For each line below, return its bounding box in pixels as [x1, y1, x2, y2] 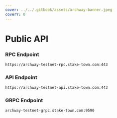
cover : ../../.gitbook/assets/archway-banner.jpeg [5, 7, 113, 12]
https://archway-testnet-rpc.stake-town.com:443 [5, 62, 108, 67]
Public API [5, 33, 49, 45]
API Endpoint [5, 74, 37, 81]
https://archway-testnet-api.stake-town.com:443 [5, 85, 108, 90]
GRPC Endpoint [5, 97, 43, 104]
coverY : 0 [5, 12, 26, 17]
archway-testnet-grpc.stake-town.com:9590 [5, 108, 95, 113]
